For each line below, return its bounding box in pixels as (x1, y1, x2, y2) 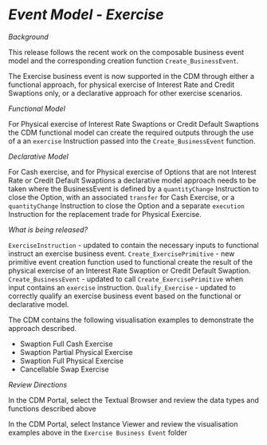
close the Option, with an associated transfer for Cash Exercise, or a (8, 192, 235, 202)
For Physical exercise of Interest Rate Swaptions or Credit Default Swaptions (8, 119, 259, 128)
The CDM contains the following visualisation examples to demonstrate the (8, 315, 254, 325)
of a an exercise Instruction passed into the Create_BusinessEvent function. (8, 136, 256, 145)
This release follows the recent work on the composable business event (8, 47, 245, 57)
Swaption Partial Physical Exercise (19, 347, 133, 356)
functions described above (8, 404, 97, 413)
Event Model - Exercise (8, 6, 165, 24)
